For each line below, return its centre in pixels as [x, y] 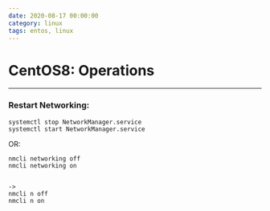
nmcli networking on [43, 165]
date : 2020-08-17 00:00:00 [53, 16]
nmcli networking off [45, 158]
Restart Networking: [49, 105]
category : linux [35, 23]
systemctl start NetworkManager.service [77, 129]
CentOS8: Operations [82, 70]
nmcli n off [28, 193]
